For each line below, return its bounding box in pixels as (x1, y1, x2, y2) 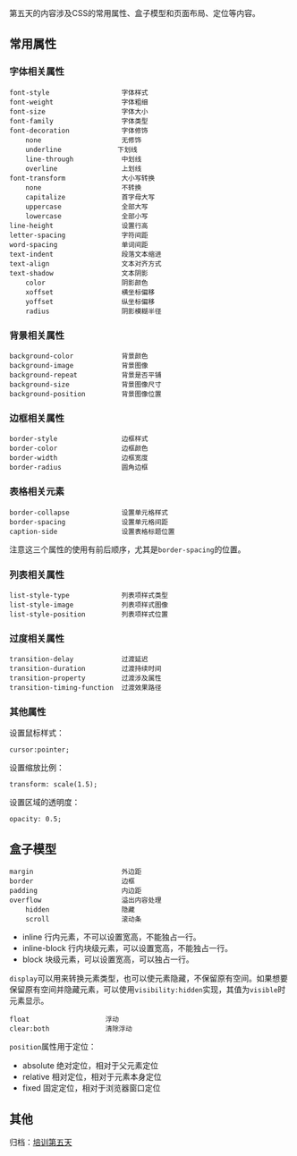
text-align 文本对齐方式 (9, 259, 162, 268)
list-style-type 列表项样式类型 (9, 591, 168, 599)
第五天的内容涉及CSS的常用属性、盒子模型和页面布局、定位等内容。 (9, 8, 261, 18)
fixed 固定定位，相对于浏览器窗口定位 (21, 1083, 161, 1093)
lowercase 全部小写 (25, 211, 149, 221)
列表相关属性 (9, 568, 65, 581)
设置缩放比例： (9, 762, 64, 773)
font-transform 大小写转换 (9, 174, 155, 183)
